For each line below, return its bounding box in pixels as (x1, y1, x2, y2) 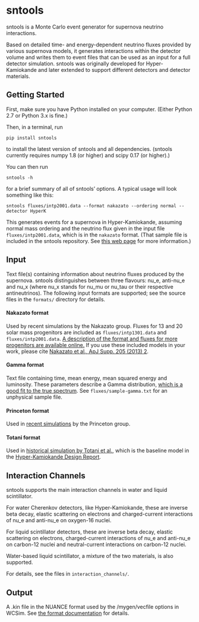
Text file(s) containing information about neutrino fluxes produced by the (6, 270, 184, 277)
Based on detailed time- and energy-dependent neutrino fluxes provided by (6, 41, 191, 48)
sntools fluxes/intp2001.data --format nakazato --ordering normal (6, 203, 177, 209)
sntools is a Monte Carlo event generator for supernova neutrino (6, 23, 164, 30)
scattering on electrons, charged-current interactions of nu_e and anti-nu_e (6, 535, 191, 542)
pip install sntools (6, 135, 58, 141)
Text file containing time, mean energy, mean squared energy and (6, 374, 168, 381)
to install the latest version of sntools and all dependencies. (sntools (6, 145, 172, 152)
